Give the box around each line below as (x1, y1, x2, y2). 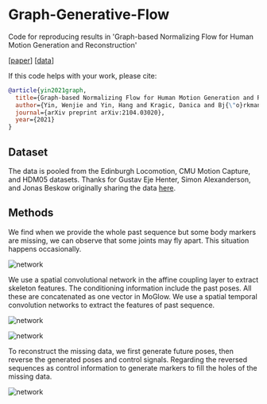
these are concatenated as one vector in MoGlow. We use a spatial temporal (8, 291, 258, 301)
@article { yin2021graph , (8, 86, 87, 94)
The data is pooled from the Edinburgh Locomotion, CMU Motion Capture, (8, 167, 251, 175)
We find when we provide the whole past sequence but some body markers (8, 227, 257, 237)
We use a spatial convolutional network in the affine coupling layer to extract (8, 275, 259, 284)
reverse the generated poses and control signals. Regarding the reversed (8, 355, 248, 364)
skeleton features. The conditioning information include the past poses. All (8, 283, 252, 293)
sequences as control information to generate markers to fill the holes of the (8, 363, 258, 372)
